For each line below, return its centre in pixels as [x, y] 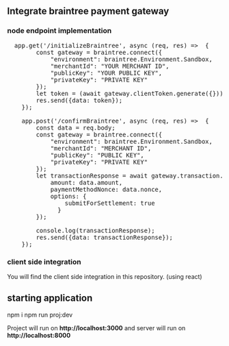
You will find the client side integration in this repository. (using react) [105, 276]
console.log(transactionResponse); [95, 230]
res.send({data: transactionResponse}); [104, 237]
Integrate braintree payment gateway [88, 11]
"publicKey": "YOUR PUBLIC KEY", [106, 73]
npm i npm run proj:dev [40, 314]
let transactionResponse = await [92, 175]
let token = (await [68, 93]
